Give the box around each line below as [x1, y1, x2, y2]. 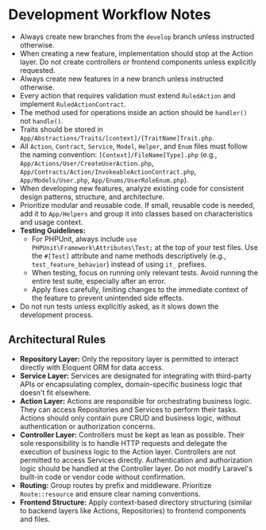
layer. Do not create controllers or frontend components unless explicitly [19, 57, 256, 67]
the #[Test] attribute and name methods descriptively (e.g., [31, 251, 226, 260]
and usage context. [19, 217, 83, 227]
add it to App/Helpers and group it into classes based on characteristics [19, 209, 253, 218]
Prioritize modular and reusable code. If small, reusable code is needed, [19, 200, 256, 209]
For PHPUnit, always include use [31, 234, 137, 244]
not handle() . [19, 116, 64, 125]
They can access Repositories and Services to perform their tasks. [19, 405, 238, 414]
